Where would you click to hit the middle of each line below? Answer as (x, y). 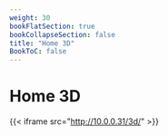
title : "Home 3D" (42, 43)
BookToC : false (38, 52)
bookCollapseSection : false (63, 34)
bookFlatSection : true (52, 26)
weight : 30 (30, 18)
